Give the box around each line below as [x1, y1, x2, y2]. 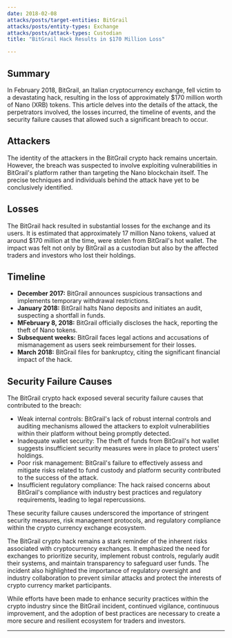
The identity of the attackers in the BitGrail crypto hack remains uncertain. [7, 154, 218, 162]
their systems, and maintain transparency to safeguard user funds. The [7, 559, 209, 567]
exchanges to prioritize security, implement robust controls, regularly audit [7, 552, 220, 560]
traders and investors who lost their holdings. [7, 250, 136, 259]
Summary [7, 67, 50, 80]
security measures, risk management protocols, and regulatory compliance [7, 516, 221, 525]
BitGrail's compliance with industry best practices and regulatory [17, 489, 202, 497]
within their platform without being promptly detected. [17, 430, 171, 438]
